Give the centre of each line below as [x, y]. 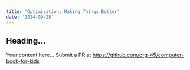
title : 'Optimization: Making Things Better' [63, 11]
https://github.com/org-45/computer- [138, 55]
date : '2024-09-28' [30, 17]
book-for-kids [23, 61]
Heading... [26, 41]
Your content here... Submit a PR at [49, 55]
